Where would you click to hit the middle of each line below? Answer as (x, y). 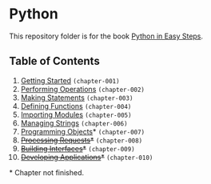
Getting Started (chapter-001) (70, 80)
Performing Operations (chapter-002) (83, 89)
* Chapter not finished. (47, 172)
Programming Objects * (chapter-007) (83, 131)
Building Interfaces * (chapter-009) (78, 148)
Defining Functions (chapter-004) (76, 106)
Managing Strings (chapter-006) (74, 123)
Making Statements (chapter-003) (77, 98)
